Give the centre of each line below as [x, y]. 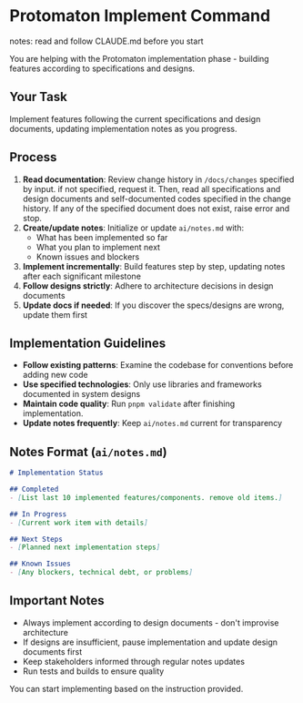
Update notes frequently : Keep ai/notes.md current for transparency [152, 423]
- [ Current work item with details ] [79, 523]
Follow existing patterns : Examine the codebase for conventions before [158, 365]
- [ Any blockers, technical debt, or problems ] [101, 573]
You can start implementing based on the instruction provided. [126, 688]
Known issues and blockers [88, 257]
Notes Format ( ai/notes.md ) [88, 452]
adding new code [55, 375]
